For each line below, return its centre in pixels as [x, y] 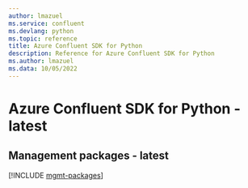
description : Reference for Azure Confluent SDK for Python [112, 53]
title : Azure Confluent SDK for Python [76, 46]
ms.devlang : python [41, 31]
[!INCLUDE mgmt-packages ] [56, 175]
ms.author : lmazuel [41, 62]
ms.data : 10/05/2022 [43, 69]
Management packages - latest [89, 156]
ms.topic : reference [43, 38]
